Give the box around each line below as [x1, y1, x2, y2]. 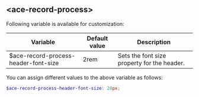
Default [86, 34, 108, 42]
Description [137, 38, 171, 46]
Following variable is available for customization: [6, 20, 124, 27]
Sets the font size [117, 51, 166, 59]
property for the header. [117, 59, 185, 67]
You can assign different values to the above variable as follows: [6, 73, 163, 81]
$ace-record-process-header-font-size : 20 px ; [6, 85, 120, 91]
